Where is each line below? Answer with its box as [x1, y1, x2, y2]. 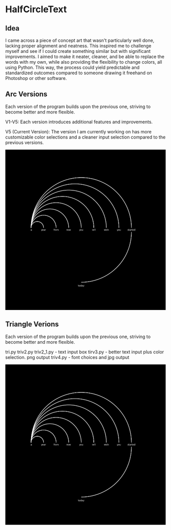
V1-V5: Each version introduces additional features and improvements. [5, 119, 153, 125]
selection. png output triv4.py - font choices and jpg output [5, 354, 130, 360]
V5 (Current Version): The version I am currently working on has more [5, 128, 152, 134]
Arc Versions [5, 90, 47, 99]
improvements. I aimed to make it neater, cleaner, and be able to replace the [5, 53, 164, 60]
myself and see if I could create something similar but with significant [5, 48, 151, 54]
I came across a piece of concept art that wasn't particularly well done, [5, 37, 155, 43]
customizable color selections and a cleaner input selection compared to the [5, 134, 166, 140]
